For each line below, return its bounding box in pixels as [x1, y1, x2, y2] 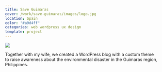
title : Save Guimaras [5, 7, 49, 12]
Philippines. [5, 62, 28, 67]
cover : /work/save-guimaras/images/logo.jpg [5, 12, 97, 16]
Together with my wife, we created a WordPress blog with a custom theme [5, 51, 154, 57]
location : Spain [5, 16, 38, 21]
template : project [5, 29, 42, 34]
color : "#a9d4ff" [5, 20, 40, 25]
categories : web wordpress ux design [5, 25, 81, 30]
